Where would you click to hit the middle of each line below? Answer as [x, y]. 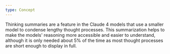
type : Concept [20, 10]
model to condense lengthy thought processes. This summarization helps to [85, 30]
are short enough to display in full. [41, 45]
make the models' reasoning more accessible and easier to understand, [80, 35]
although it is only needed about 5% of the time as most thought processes [84, 40]
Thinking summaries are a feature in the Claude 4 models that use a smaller [84, 24]
